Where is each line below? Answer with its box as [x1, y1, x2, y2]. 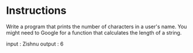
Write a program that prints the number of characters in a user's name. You [6, 23, 187, 30]
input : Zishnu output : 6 [6, 40, 64, 47]
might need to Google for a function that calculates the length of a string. [6, 29, 182, 36]
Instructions [6, 4, 67, 17]
